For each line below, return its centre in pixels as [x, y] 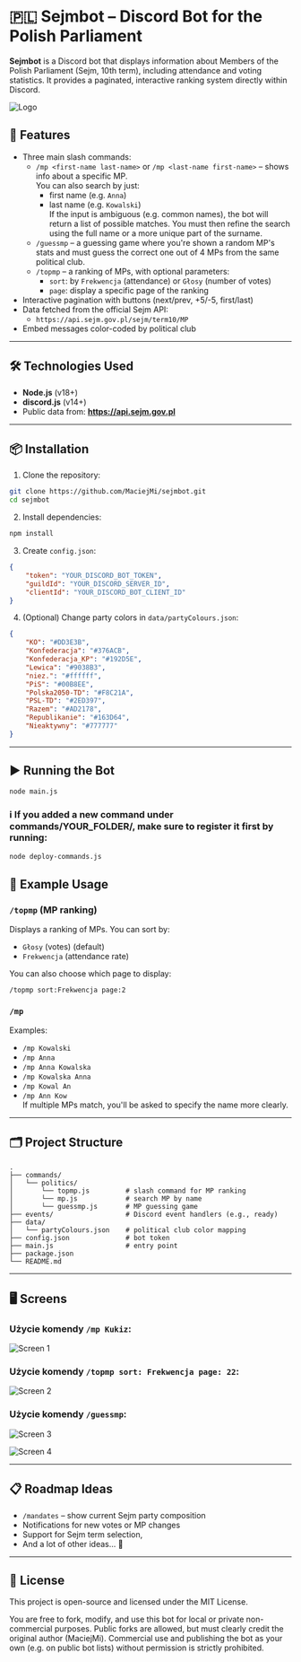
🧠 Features [40, 135]
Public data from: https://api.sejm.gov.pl [99, 411]
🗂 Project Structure [66, 1142]
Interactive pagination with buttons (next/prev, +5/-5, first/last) [138, 300]
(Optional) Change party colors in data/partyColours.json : [130, 617]
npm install [31, 534]
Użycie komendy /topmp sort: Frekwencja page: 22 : [125, 1372]
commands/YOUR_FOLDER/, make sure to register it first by [142, 827]
